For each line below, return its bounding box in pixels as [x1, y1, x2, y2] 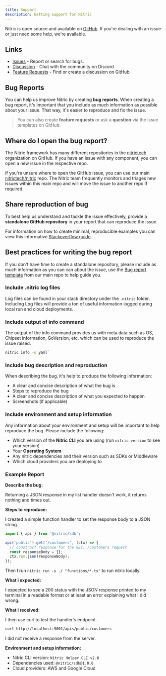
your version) [12, 442, 40, 448]
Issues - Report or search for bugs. [12, 58, 84, 65]
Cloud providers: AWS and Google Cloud [12, 665, 96, 672]
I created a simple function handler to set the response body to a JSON [5, 516, 151, 522]
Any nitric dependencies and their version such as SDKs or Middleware [12, 453, 158, 459]
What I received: [5, 607, 40, 613]
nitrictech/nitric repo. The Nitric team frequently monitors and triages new [5, 175, 156, 181]
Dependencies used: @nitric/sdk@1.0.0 [12, 660, 94, 666]
